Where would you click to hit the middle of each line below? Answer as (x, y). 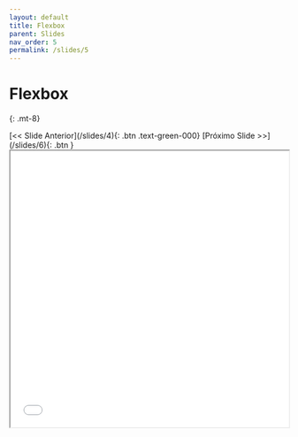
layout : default (39, 17)
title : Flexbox (37, 26)
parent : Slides (37, 34)
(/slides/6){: (31, 145)
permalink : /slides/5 (49, 50)
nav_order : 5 (33, 42)
